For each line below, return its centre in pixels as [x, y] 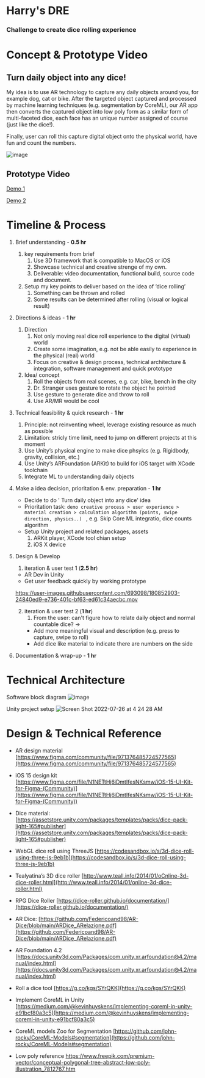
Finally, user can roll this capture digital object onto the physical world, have [102, 137]
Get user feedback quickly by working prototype [85, 581]
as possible [39, 431]
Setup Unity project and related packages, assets [86, 531]
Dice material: [33, 813]
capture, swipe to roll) [61, 637]
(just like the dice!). [31, 125]
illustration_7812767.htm [45, 1069]
